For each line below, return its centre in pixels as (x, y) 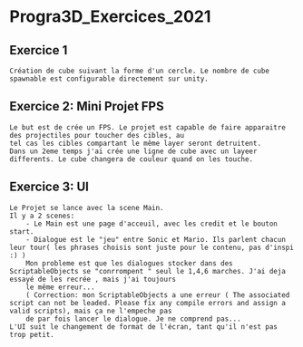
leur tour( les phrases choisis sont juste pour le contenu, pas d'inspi (152, 247)
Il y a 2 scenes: (42, 216)
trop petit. (32, 334)
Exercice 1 (39, 50)
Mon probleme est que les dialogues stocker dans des (129, 263)
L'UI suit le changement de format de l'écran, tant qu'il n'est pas (144, 327)
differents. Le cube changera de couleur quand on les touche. (132, 159)
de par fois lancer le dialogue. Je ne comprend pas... (134, 319)
